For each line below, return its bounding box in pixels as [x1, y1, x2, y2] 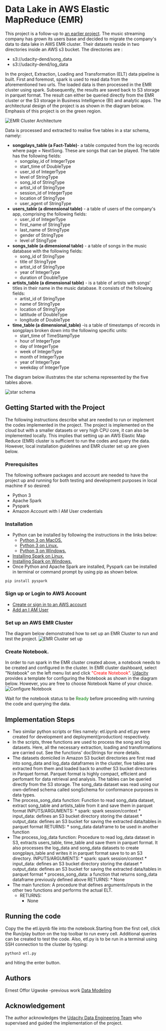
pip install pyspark [5, 578, 48, 583]
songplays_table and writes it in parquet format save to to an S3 [12, 850, 143, 856]
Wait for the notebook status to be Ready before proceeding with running [5, 695, 155, 701]
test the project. [5, 636, 38, 642]
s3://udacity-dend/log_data [12, 61, 68, 67]
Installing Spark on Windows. [12, 559, 72, 565]
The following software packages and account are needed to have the [5, 472, 149, 478]
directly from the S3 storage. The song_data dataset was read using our [12, 782, 160, 788]
